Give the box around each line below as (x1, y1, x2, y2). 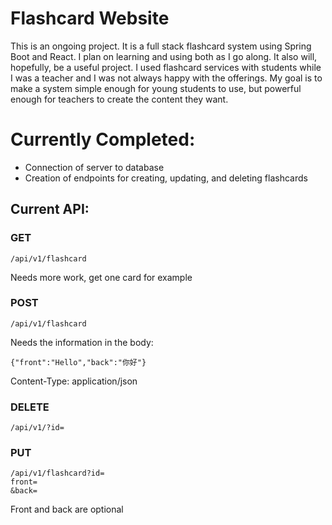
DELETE (10, 400, 50, 414)
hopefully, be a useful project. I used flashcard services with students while (10, 61, 322, 73)
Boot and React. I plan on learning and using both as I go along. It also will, (10, 50, 318, 62)
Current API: (10, 201, 90, 218)
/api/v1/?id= (10, 423, 65, 433)
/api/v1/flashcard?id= (10, 468, 105, 479)
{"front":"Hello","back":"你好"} (10, 357, 147, 367)
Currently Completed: (10, 128, 196, 151)
